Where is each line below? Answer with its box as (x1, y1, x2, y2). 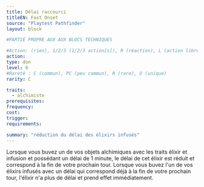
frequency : (6, 104, 34, 110)
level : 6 (6, 64, 29, 70)
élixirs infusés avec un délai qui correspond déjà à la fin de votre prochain (6, 168, 191, 175)
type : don (6, 59, 32, 65)
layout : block (6, 25, 42, 32)
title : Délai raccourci (6, 8, 67, 15)
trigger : (6, 115, 29, 121)
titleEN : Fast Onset (6, 15, 59, 21)
